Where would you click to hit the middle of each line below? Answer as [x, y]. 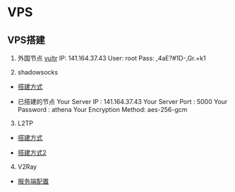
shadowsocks [38, 72]
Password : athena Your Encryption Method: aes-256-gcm [102, 109]
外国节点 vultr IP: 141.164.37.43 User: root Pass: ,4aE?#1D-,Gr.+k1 [112, 58]
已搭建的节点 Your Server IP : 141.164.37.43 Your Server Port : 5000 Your [122, 102]
